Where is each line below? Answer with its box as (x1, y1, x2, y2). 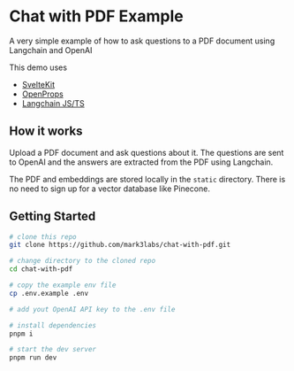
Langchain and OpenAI (9, 44, 93, 55)
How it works (9, 124, 83, 139)
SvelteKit (21, 79, 56, 89)
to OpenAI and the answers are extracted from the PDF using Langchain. (9, 157, 274, 167)
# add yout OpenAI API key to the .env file (9, 305, 176, 313)
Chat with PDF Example (9, 6, 184, 27)
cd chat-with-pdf (9, 265, 73, 274)
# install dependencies (9, 321, 97, 329)
